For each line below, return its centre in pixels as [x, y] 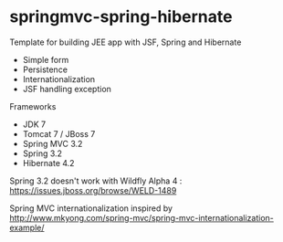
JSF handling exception [67, 89]
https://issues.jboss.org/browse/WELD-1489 [93, 190]
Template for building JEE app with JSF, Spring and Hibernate [126, 42]
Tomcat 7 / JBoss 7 [59, 133]
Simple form [46, 59]
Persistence [45, 69]
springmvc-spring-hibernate [121, 17]
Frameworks [33, 106]
